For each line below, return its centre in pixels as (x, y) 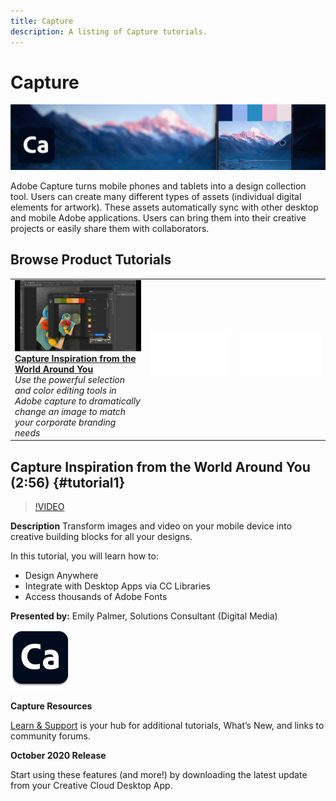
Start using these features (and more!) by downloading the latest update (159, 775)
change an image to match (70, 411)
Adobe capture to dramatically (77, 401)
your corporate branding (65, 422)
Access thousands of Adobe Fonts (96, 597)
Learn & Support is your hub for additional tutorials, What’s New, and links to (167, 726)
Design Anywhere (61, 576)
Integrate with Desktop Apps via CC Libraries (117, 586)
